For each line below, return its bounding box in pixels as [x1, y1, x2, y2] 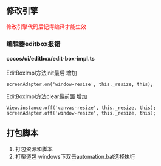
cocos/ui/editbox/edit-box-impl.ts [6, 55, 95, 62]
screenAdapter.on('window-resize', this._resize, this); [6, 81, 154, 87]
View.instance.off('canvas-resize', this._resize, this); [6, 105, 156, 111]
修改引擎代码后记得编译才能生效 [6, 23, 86, 30]
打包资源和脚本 [15, 145, 53, 153]
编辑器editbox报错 [6, 39, 61, 48]
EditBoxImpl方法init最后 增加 [6, 69, 77, 76]
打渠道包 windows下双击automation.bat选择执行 [15, 153, 135, 160]
